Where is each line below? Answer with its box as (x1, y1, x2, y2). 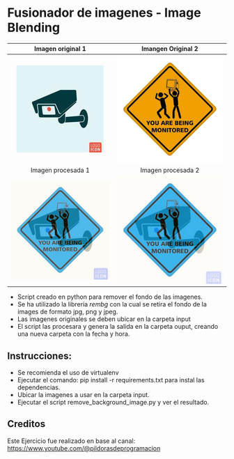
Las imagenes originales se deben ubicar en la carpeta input (17, 315, 192, 323)
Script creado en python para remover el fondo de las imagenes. (17, 293, 203, 301)
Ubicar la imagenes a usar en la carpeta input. (17, 391, 150, 398)
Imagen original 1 (34, 45, 86, 53)
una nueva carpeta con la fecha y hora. (17, 329, 130, 339)
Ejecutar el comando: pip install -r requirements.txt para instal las (17, 376, 205, 384)
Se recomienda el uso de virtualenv (17, 368, 120, 377)
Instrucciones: (7, 350, 72, 361)
